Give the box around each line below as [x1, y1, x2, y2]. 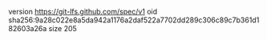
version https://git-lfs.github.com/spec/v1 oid [8, 7, 158, 16]
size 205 [48, 24, 78, 33]
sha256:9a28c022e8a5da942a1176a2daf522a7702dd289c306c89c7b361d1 [8, 15, 260, 25]
